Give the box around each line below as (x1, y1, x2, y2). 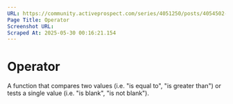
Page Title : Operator (7, 17, 70, 23)
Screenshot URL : (7, 23, 54, 30)
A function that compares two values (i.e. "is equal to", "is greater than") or (7, 82, 222, 90)
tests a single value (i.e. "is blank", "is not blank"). (7, 89, 150, 97)
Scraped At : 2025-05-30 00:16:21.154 (7, 29, 116, 37)
